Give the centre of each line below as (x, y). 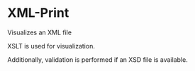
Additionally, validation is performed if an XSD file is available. (97, 59)
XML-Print (38, 13)
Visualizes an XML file (40, 32)
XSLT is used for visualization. (51, 46)
